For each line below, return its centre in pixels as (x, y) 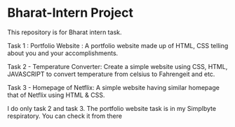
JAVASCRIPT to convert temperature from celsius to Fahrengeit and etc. (111, 74)
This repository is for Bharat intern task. (65, 32)
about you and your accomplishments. (63, 53)
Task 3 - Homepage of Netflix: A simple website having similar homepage (113, 87)
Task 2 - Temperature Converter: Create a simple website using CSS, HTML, (117, 66)
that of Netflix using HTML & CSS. (56, 95)
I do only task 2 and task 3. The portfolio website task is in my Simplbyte (112, 108)
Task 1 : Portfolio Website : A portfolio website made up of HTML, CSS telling (118, 45)
